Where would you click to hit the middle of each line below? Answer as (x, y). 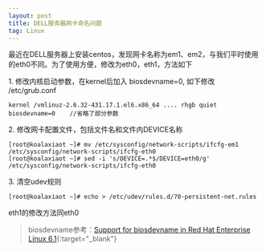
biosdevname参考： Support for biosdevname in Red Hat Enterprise (139, 230)
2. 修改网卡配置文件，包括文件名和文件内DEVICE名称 (96, 130)
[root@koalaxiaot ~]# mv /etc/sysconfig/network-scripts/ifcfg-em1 (124, 145)
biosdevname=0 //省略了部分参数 (63, 114)
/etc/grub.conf (33, 91)
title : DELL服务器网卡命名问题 (55, 23)
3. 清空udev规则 (35, 182)
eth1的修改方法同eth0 (44, 213)
